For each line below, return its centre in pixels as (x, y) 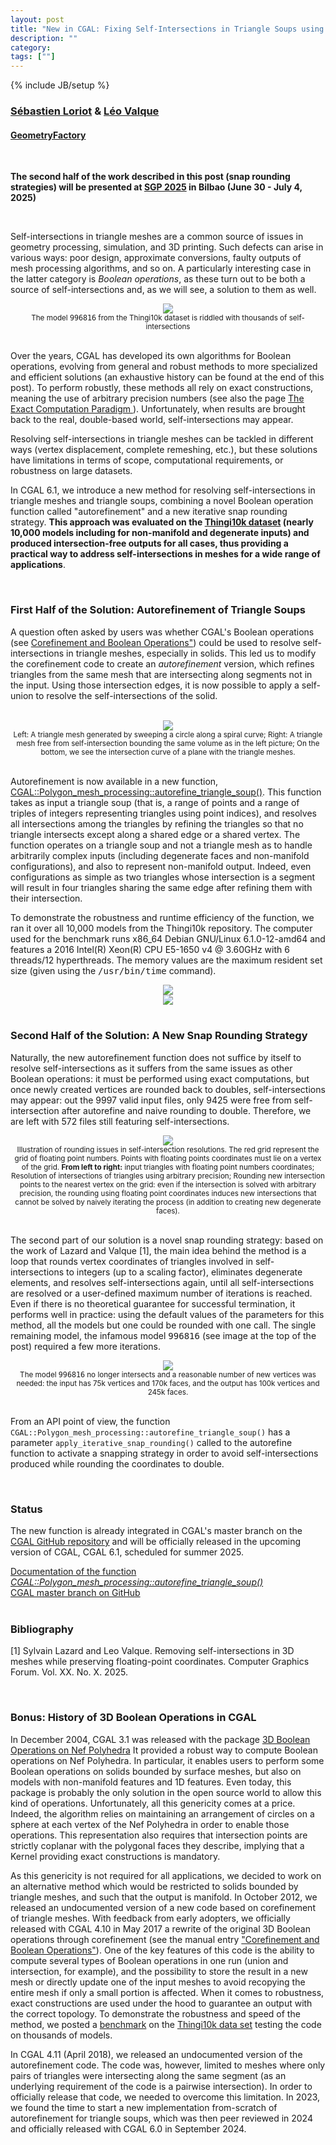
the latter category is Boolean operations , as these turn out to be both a (158, 279)
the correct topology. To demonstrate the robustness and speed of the (155, 2013)
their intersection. (46, 898)
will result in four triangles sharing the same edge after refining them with (161, 887)
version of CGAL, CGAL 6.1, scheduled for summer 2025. (127, 1552)
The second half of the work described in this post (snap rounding (150, 177)
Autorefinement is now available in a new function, (114, 781)
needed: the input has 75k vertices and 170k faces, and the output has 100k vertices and (168, 1383)
